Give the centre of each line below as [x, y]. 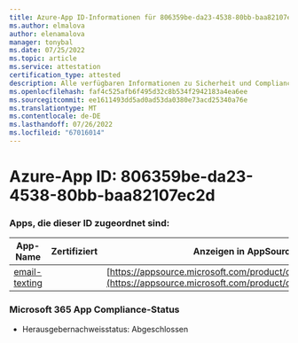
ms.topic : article [43, 58]
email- [28, 272]
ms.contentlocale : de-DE [55, 116]
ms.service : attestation [55, 67]
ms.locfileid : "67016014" [57, 133]
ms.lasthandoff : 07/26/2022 [61, 125]
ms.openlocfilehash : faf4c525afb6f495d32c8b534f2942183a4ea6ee [129, 91]
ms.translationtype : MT [53, 108]
